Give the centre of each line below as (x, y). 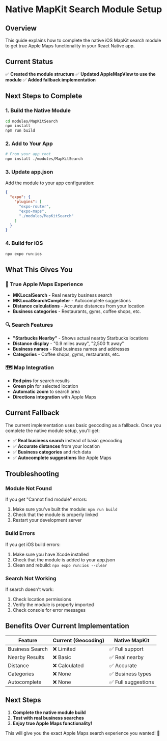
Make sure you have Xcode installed (51, 554)
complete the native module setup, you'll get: (53, 431)
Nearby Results (26, 657)
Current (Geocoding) (79, 640)
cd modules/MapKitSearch (32, 121)
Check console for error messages (49, 610)
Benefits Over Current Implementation (67, 626)
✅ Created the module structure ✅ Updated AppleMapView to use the (81, 74)
